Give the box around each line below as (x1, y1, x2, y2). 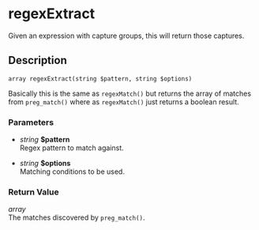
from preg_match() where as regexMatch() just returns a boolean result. (8, 96, 239, 107)
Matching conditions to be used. (19, 167, 125, 176)
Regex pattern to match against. (19, 143, 124, 153)
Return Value (8, 187, 59, 198)
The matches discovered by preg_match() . (8, 213, 145, 222)
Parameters (8, 116, 54, 127)
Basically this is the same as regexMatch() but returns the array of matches (8, 89, 251, 98)
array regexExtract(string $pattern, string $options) (8, 74, 193, 83)
